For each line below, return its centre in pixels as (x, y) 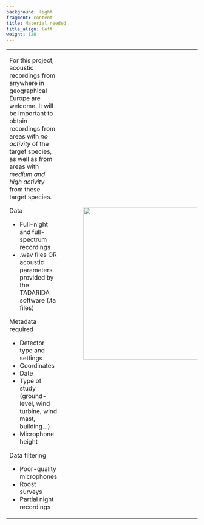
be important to (31, 114)
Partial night (37, 499)
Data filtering (28, 455)
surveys (31, 492)
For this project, (32, 60)
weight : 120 (21, 35)
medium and (27, 174)
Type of (31, 381)
